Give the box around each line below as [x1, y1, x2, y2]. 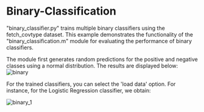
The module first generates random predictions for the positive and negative [6, 55, 198, 63]
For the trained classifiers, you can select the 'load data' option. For [6, 80, 176, 88]
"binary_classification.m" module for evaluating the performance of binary [6, 37, 192, 44]
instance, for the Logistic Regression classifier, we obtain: [6, 86, 151, 94]
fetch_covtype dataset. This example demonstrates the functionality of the [6, 30, 194, 38]
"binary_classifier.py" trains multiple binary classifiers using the [6, 24, 166, 32]
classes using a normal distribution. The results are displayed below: [6, 62, 178, 69]
